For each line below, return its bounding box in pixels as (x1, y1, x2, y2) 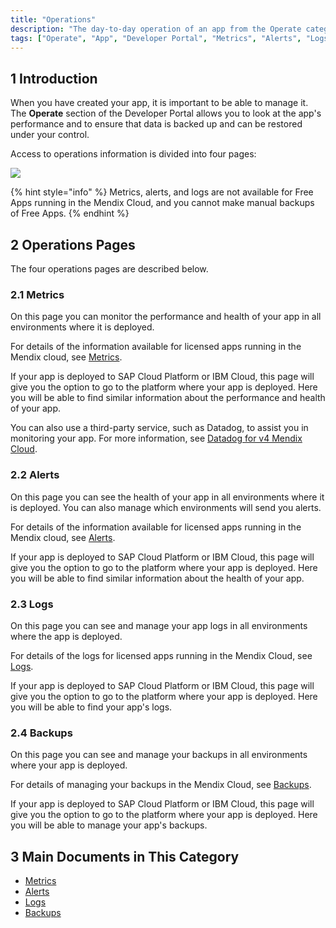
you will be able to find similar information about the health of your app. (10, 572, 305, 584)
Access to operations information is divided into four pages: (10, 148, 257, 160)
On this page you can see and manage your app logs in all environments (10, 619, 308, 631)
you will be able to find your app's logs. (10, 701, 173, 713)
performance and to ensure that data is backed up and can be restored (10, 118, 303, 130)
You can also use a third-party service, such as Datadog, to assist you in (10, 422, 309, 434)
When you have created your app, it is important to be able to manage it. (10, 97, 309, 109)
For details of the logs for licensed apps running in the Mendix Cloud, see (10, 649, 313, 661)
